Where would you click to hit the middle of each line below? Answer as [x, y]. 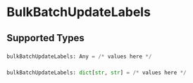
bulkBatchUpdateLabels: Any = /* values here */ [79, 56]
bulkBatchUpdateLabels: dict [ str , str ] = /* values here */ [97, 73]
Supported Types [46, 38]
